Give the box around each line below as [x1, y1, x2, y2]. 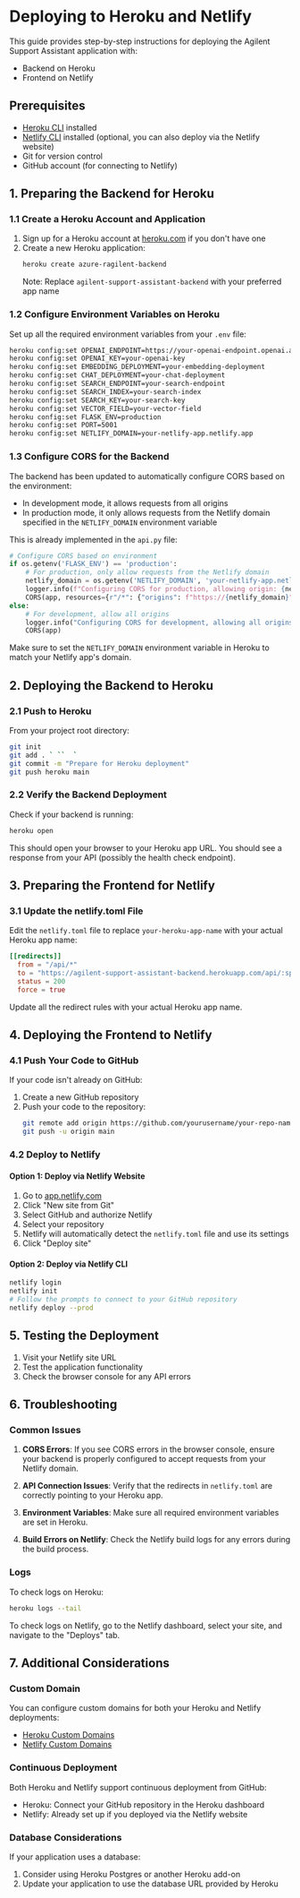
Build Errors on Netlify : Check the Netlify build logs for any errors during [21, 1534, 291, 1545]
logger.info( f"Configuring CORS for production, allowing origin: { [25, 585, 286, 594]
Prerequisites [9, 99, 86, 114]
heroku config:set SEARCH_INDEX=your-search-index [9, 387, 202, 396]
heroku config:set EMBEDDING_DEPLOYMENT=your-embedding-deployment [9, 363, 266, 372]
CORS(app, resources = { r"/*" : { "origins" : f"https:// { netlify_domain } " [25, 593, 294, 602]
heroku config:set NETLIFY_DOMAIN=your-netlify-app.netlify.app [9, 429, 254, 438]
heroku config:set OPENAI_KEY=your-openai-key [9, 354, 186, 364]
